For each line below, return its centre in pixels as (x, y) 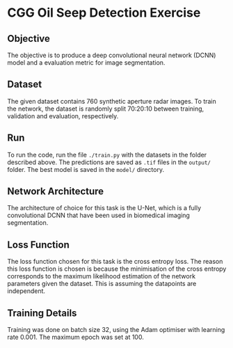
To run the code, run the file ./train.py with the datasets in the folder (107, 155)
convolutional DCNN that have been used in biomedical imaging (98, 215)
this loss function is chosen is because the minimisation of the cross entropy (117, 269)
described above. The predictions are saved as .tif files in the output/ (109, 162)
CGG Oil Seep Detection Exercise (104, 13)
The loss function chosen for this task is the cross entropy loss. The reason (115, 262)
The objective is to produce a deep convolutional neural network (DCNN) (112, 55)
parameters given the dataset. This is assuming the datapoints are (102, 284)
